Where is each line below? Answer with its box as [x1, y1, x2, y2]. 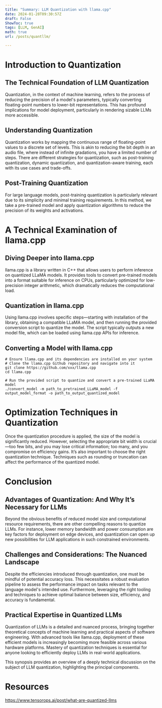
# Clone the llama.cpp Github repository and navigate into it [5, 361, 135, 366]
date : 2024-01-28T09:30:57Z [5, 12, 62, 17]
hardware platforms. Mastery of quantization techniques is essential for [5, 644, 147, 650]
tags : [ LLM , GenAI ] [5, 25, 44, 30]
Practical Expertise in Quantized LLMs [5, 611, 122, 619]
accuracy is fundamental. [5, 597, 56, 603]
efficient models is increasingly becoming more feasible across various [5, 639, 147, 645]
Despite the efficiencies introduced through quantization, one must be [5, 571, 145, 577]
